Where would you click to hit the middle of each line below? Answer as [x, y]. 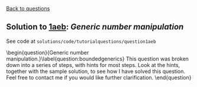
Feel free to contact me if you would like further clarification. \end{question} [99, 77]
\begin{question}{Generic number [48, 52]
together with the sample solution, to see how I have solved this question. [96, 71]
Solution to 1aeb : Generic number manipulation [95, 27]
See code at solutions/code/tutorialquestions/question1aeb [81, 41]
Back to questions [28, 9]
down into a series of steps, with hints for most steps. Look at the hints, [93, 65]
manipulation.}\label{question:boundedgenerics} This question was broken [98, 59]
